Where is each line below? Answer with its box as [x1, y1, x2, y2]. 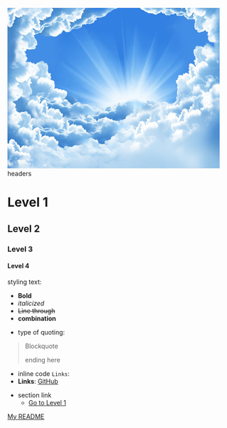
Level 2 [7, 223, 41, 235]
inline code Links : [17, 369, 70, 378]
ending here [24, 355, 60, 364]
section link [17, 390, 52, 399]
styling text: [7, 277, 42, 286]
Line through [17, 306, 56, 315]
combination [17, 314, 57, 322]
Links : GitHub [17, 377, 58, 385]
